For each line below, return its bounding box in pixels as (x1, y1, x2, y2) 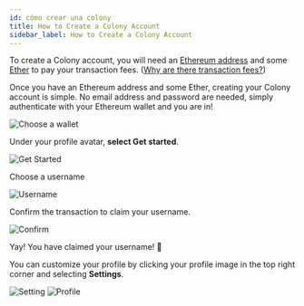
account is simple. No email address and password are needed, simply (9, 91, 274, 102)
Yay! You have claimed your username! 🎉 (9, 242, 162, 253)
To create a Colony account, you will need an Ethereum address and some (9, 55, 288, 66)
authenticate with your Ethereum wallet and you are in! (9, 101, 213, 112)
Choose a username (9, 171, 85, 182)
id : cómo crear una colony (9, 13, 112, 23)
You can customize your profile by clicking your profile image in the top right (9, 259, 296, 270)
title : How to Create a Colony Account (9, 22, 161, 31)
